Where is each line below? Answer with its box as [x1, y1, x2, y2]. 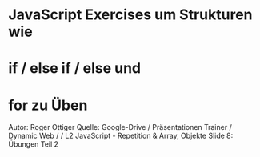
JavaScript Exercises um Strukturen [8, 6, 253, 24]
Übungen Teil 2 [8, 139, 58, 149]
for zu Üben [8, 96, 88, 114]
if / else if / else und [8, 59, 142, 78]
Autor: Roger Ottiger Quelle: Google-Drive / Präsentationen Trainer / [8, 123, 232, 132]
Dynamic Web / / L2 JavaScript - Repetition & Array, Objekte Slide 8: [8, 131, 234, 141]
